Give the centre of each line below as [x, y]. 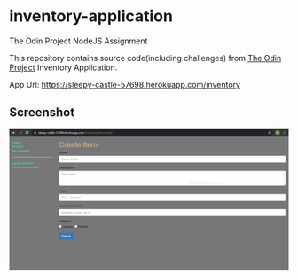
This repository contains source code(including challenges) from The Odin [145, 58]
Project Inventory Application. [63, 67]
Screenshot [42, 113]
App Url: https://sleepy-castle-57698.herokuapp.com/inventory [125, 84]
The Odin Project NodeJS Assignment [78, 41]
